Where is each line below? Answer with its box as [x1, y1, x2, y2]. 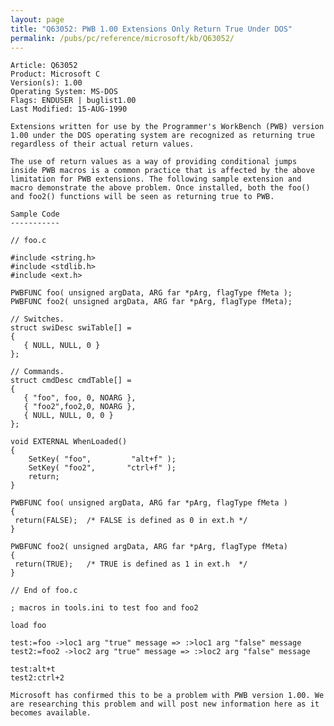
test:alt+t [10, 664, 56, 675]
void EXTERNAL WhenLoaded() [10, 437, 128, 447]
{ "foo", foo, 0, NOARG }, [23, 393, 137, 403]
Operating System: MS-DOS [10, 87, 118, 97]
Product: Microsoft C [10, 69, 101, 80]
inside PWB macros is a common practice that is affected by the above [10, 166, 315, 176]
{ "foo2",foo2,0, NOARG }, [23, 402, 137, 412]
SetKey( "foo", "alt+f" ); [28, 454, 177, 465]
